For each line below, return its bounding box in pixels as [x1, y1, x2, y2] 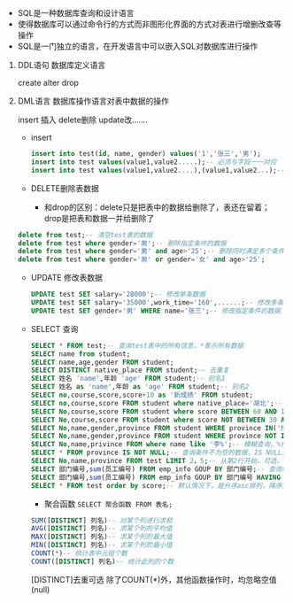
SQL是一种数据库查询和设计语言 [17, 8, 135, 18]
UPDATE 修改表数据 [30, 273, 104, 283]
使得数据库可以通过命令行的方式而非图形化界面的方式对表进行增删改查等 [17, 19, 281, 29]
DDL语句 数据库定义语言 [17, 60, 106, 70]
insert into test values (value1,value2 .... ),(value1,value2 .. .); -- [30, 166, 285, 174]
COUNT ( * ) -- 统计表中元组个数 [30, 549, 128, 558]
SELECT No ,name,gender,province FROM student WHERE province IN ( [30, 423, 277, 432]
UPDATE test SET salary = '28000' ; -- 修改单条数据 [30, 290, 206, 299]
